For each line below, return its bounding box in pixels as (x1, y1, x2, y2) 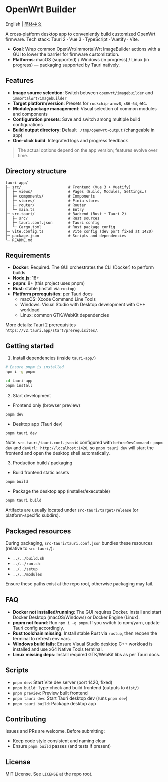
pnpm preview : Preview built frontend (12, 690, 88, 696)
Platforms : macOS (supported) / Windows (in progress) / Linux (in (12, 56, 149, 62)
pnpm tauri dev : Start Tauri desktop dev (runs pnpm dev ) (12, 695, 128, 701)
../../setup (12, 567, 38, 572)
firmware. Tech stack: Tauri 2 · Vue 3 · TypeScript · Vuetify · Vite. (5, 36, 139, 42)
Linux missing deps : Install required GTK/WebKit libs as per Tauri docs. (12, 651, 160, 657)
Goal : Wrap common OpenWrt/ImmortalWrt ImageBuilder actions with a (12, 46, 160, 52)
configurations (12, 121, 43, 127)
